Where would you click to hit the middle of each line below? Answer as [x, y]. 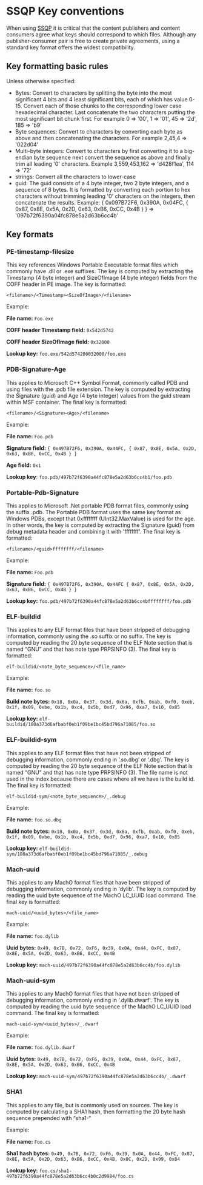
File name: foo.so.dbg [34, 819]
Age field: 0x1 [24, 465]
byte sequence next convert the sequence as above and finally [112, 157]
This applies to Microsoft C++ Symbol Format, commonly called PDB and [98, 382]
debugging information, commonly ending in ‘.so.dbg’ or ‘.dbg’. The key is [98, 759]
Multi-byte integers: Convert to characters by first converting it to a [99, 151]
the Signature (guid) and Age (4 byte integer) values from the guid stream [98, 395]
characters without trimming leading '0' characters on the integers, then [105, 196]
